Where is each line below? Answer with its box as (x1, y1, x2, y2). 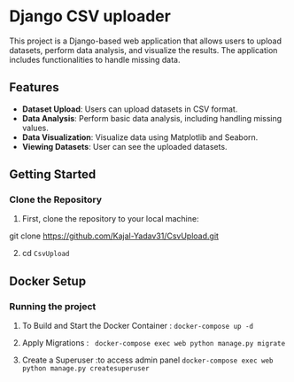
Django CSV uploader (9, 6, 171, 27)
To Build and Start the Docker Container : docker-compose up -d (21, 321, 254, 331)
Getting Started (9, 167, 97, 183)
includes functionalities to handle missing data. (9, 54, 181, 65)
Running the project (9, 300, 97, 312)
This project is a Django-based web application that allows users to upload (9, 35, 282, 46)
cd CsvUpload (21, 248, 70, 259)
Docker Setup (9, 273, 87, 289)
